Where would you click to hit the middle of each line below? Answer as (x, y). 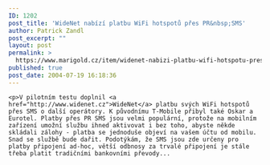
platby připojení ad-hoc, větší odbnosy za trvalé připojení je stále (129, 146)
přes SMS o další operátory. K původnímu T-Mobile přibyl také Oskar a (131, 111)
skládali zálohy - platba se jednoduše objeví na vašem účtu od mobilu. (133, 132)
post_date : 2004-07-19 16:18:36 (62, 75)
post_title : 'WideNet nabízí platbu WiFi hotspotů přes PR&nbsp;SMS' (127, 23)
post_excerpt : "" (37, 38)
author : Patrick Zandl (46, 30)
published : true (35, 68)
